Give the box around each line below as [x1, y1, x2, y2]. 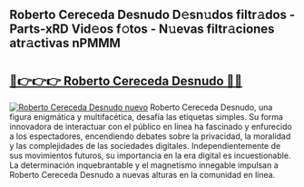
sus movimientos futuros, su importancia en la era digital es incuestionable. [9, 150, 291, 161]
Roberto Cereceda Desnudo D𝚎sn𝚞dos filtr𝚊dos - [9, 7, 296, 23]
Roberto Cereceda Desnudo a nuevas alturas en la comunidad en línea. [9, 170, 276, 180]
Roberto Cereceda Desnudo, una [149, 102, 273, 113]
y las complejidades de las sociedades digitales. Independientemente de [9, 141, 281, 151]
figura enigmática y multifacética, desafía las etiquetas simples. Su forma [9, 112, 284, 122]
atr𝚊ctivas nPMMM [9, 35, 121, 51]
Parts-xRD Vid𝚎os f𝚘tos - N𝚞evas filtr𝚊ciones [9, 22, 275, 37]
